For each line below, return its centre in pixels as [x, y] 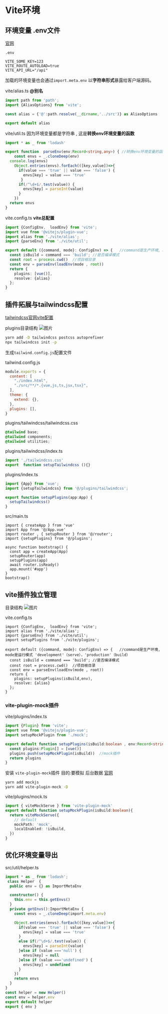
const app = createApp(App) [39, 552]
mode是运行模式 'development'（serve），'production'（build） [68, 655]
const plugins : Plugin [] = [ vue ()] [45, 749]
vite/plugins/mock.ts [26, 797]
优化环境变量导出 [31, 855]
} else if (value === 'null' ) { [50, 951]
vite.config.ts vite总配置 [30, 218]
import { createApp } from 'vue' [40, 526]
